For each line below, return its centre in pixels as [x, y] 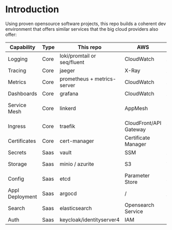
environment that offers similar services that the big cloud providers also [82, 29]
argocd [68, 193]
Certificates [22, 141]
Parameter [137, 175]
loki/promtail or [78, 56]
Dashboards [23, 93]
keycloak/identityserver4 [90, 220]
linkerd [68, 108]
